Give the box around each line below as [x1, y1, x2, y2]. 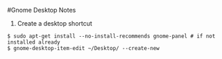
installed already [7, 39, 60, 46]
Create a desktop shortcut [17, 19, 92, 27]
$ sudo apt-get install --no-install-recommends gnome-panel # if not [7, 33, 216, 40]
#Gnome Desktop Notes [7, 6, 76, 14]
